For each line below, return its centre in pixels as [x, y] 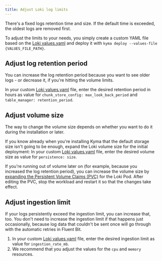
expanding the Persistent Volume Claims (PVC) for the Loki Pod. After [74, 177]
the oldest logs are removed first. [38, 28]
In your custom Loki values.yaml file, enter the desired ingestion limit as [83, 239]
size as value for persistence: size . [41, 157]
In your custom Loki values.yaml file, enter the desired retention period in [78, 90]
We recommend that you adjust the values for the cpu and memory [76, 249]
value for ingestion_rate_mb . [40, 244]
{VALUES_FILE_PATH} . [25, 48]
